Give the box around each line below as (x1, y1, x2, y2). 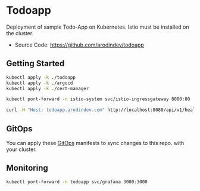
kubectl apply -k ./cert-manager (6, 85, 89, 91)
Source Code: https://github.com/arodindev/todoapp (14, 41, 144, 48)
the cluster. (6, 29, 34, 36)
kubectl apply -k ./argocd (6, 80, 73, 86)
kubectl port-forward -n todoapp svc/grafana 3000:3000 (6, 178, 148, 185)
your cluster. (6, 146, 37, 153)
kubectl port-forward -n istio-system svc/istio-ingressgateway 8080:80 (6, 96, 190, 102)
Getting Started (6, 58, 65, 69)
